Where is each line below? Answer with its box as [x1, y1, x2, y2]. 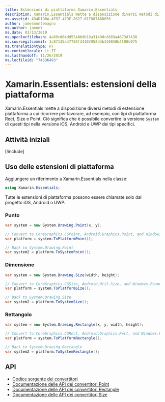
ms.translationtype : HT [5, 44, 54, 49]
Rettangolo [5, 311, 32, 318]
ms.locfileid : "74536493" [5, 58, 58, 62]
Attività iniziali [5, 135, 50, 144]
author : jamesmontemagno [5, 21, 56, 26]
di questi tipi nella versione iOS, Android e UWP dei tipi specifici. [5, 121, 136, 127]
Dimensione [5, 261, 34, 268]
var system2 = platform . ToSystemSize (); [5, 300, 89, 305]
